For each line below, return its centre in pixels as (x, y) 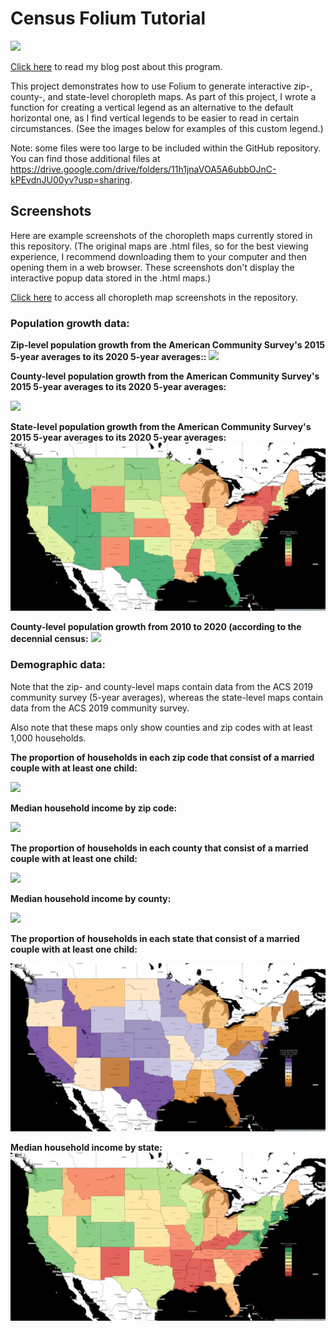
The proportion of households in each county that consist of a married (159, 848)
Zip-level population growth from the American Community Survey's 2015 (167, 345)
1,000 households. (48, 738)
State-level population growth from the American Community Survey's (161, 427)
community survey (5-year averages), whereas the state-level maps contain (167, 697)
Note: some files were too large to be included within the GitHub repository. (166, 148)
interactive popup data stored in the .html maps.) (111, 278)
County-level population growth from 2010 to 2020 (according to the (156, 627)
